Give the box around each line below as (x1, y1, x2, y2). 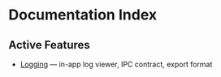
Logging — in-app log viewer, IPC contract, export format (19, 59, 213, 69)
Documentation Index (8, 6, 157, 24)
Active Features (8, 38, 91, 52)
